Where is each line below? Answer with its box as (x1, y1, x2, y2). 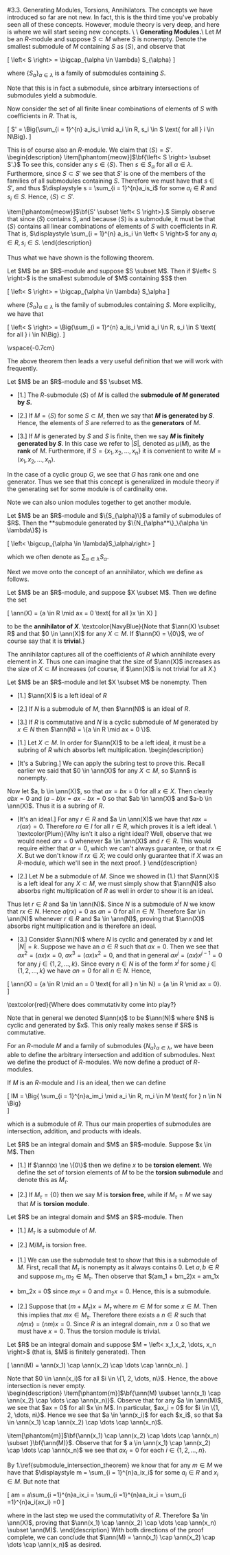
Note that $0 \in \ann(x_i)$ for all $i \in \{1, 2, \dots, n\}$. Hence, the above (7, 1374, 218, 1383)
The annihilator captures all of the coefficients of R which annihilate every (7, 650, 216, 658)
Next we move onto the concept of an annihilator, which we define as (7, 567, 203, 576)
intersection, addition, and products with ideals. (7, 1127, 142, 1135)
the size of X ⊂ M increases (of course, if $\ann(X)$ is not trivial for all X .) (7, 664, 216, 672)
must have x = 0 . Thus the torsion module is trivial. (16, 1327, 161, 1335)
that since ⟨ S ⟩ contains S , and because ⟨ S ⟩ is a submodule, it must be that (7, 215, 216, 223)
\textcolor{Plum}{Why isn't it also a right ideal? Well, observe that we (16, 829, 212, 837)
